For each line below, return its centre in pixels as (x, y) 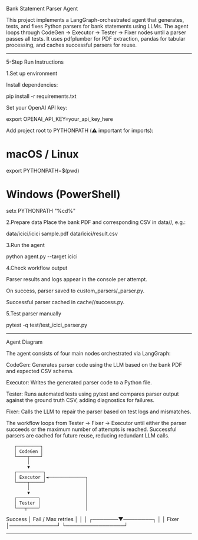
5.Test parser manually (34, 313)
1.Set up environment (32, 73)
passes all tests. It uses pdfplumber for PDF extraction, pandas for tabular (96, 39)
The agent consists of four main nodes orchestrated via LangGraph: (88, 353)
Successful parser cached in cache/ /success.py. (65, 302)
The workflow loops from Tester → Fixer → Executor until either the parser (96, 423)
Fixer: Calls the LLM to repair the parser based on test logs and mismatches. (99, 411)
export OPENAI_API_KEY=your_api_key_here (60, 119)
